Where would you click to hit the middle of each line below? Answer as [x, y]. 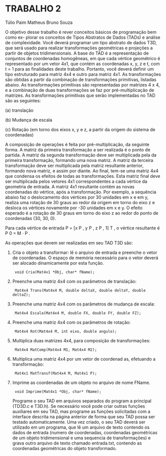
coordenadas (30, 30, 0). [30, 218]
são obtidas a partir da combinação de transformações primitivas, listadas [81, 79]
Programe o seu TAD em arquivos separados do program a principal [82, 401]
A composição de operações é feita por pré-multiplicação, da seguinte [77, 144]
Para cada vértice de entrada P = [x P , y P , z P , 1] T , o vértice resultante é [83, 228]
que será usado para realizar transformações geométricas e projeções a [79, 48]
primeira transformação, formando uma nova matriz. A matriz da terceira [79, 160]
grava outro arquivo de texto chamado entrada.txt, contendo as [77, 443]
